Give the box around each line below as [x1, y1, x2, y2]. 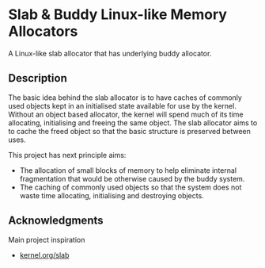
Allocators [8, 22, 78, 40]
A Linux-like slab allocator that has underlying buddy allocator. [8, 48, 212, 58]
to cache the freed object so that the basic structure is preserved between [8, 126, 252, 136]
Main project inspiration [8, 235, 85, 244]
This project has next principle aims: [8, 150, 127, 159]
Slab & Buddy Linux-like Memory [8, 6, 228, 24]
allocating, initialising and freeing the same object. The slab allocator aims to [8, 117, 258, 128]
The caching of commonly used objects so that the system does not [19, 182, 242, 192]
